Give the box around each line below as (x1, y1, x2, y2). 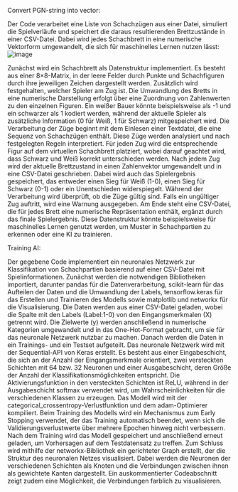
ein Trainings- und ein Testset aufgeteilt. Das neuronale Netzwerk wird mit (7, 341, 225, 349)
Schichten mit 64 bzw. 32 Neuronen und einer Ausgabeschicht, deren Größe (7, 363, 232, 372)
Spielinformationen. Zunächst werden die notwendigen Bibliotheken (7, 273, 206, 281)
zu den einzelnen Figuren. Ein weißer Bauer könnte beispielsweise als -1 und (7, 102, 232, 109)
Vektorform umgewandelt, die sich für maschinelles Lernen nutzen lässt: (7, 43, 220, 50)
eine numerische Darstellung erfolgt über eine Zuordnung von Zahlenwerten (7, 94, 231, 102)
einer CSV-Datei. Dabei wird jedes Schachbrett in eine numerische (7, 35, 202, 43)
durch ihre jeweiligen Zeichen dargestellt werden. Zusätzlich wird (7, 79, 198, 87)
